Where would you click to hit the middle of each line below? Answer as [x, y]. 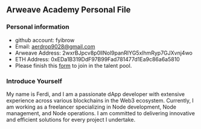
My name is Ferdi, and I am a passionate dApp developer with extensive [96, 94]
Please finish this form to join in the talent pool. [73, 65]
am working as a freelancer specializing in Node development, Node [91, 107]
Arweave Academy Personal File [69, 10]
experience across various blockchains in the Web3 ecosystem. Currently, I [100, 100]
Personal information [38, 27]
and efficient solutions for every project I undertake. [71, 119]
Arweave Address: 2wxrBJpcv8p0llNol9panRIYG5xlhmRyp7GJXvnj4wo [104, 53]
